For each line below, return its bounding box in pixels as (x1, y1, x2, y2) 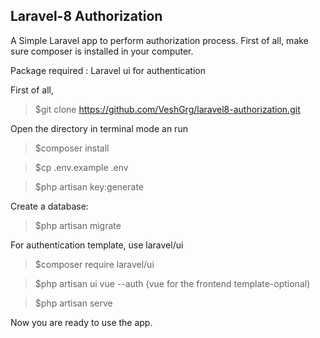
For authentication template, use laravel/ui (10, 239, 184, 251)
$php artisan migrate (34, 219, 122, 231)
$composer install (34, 142, 110, 154)
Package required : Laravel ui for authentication (10, 64, 206, 76)
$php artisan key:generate (34, 180, 144, 193)
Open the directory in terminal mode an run (10, 122, 188, 134)
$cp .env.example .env (34, 161, 129, 173)
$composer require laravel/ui (34, 258, 155, 270)
